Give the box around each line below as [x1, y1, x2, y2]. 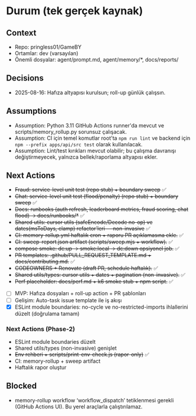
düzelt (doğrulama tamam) [14, 310, 80, 317]
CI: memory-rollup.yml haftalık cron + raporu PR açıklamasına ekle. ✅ [14, 232, 184, 239]
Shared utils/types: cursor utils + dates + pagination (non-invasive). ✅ [14, 271, 185, 279]
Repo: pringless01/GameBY [14, 43, 82, 50]
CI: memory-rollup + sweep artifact [14, 357, 101, 364]
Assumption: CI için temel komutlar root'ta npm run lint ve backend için [14, 135, 191, 142]
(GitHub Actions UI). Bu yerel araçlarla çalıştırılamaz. [14, 403, 143, 410]
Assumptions [6, 106, 57, 116]
